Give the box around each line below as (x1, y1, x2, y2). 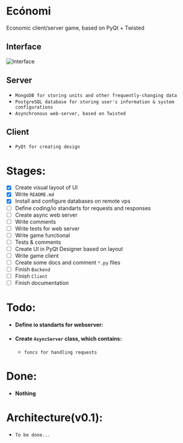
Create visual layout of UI (14, 184, 78, 191)
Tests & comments (14, 238, 61, 246)
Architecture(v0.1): (6, 411, 104, 425)
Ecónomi (6, 4, 51, 18)
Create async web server (14, 211, 78, 218)
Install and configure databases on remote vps (14, 197, 131, 205)
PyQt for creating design (14, 144, 80, 150)
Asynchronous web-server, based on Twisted (14, 110, 126, 116)
